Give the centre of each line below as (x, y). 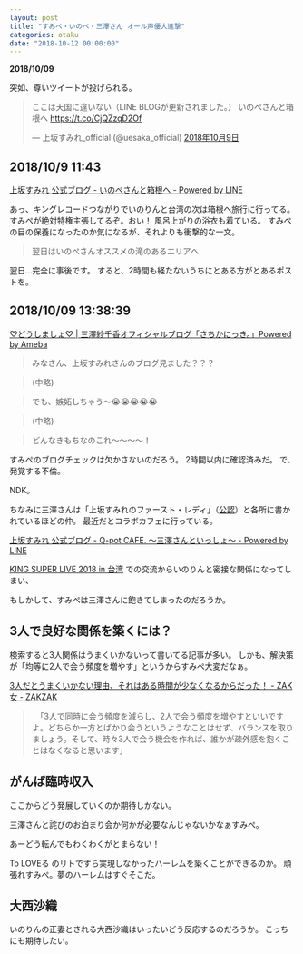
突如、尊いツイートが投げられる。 (73, 88)
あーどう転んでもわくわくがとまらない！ (85, 844)
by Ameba (29, 344)
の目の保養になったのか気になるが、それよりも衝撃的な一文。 (125, 232)
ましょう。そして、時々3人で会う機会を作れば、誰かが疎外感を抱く (157, 739)
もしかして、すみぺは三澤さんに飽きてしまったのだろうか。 (120, 600)
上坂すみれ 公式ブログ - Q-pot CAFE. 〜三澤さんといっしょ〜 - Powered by (149, 540)
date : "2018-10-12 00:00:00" (64, 43)
